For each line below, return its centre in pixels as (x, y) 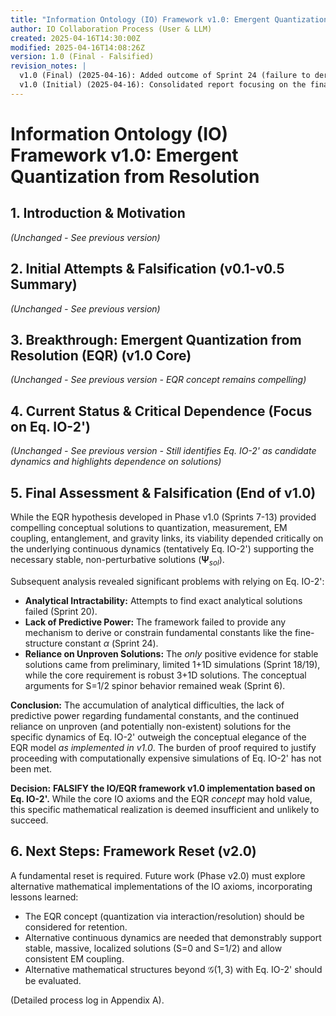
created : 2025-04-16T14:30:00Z (75, 38)
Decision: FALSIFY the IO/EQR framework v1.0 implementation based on (163, 788)
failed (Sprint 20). (61, 611)
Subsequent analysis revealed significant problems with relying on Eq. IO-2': (167, 581)
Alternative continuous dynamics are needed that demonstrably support (173, 937)
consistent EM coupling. (74, 958)
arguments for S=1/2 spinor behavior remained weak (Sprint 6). (155, 685)
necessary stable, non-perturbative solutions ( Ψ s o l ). (117, 561)
